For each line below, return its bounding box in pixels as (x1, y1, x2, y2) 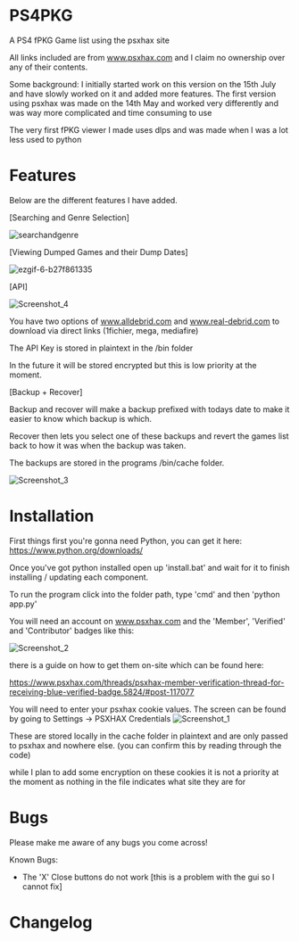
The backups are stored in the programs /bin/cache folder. (9, 457, 225, 468)
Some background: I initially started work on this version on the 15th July (9, 78, 277, 89)
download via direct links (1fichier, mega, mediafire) (9, 325, 199, 335)
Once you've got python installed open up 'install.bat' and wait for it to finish (9, 562, 290, 573)
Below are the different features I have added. (9, 194, 179, 205)
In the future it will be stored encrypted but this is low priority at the (9, 359, 257, 370)
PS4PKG (9, 5, 73, 26)
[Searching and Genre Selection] (9, 211, 129, 223)
